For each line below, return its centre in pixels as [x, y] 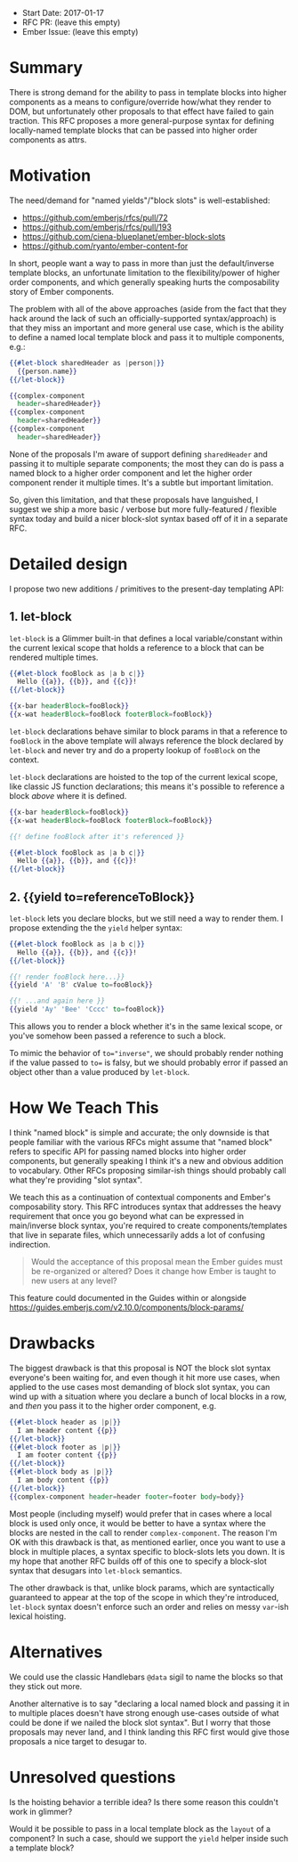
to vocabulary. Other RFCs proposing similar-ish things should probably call [148, 1171]
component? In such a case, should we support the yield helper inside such [149, 1838]
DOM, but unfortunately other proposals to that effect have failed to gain [141, 111]
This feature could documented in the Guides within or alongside [128, 1298]
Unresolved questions [93, 1777]
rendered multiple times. [54, 657]
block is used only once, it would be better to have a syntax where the [138, 1523]
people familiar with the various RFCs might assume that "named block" [141, 1142]
